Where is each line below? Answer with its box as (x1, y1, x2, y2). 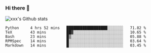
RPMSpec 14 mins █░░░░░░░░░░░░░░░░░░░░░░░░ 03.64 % (5, 38, 146, 44)
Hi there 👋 (5, 4, 30, 11)
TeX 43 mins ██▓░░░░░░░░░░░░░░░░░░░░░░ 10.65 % (5, 30, 146, 35)
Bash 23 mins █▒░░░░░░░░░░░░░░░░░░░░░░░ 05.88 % (5, 34, 146, 39)
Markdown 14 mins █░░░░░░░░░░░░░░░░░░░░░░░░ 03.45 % (5, 43, 146, 48)
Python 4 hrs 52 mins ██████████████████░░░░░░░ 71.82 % (5, 25, 146, 30)
